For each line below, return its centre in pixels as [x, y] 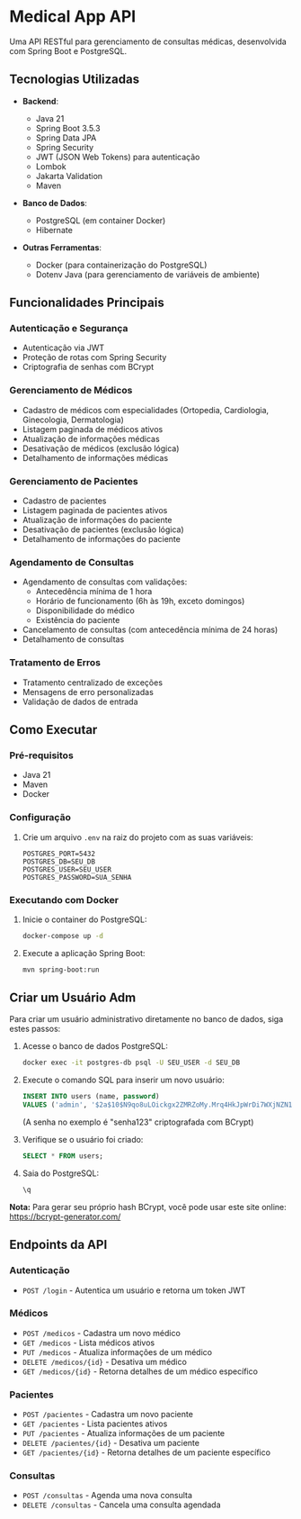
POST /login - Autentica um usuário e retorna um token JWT [134, 1290]
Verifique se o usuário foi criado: [83, 1140]
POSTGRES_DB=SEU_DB [59, 862]
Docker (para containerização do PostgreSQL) [121, 265]
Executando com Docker [64, 900]
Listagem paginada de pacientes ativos [95, 511]
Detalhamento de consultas [73, 639]
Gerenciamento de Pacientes [74, 481]
